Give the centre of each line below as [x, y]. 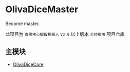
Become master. [23, 23]
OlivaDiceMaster [42, 9]
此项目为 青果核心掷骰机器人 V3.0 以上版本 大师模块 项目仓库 [65, 34]
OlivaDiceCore [28, 64]
